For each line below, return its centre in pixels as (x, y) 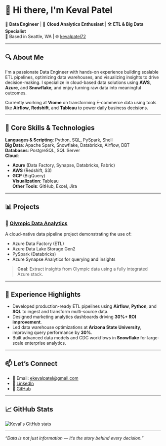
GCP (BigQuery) (29, 175)
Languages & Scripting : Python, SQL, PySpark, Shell (59, 140)
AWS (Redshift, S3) (32, 170)
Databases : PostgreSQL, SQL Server (43, 150)
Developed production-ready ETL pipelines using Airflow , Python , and (84, 306)
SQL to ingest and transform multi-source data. (60, 312)
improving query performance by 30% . (52, 332)
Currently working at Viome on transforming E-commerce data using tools (81, 102)
